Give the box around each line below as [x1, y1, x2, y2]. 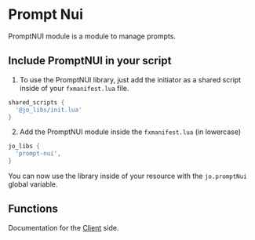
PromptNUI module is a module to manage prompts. [8, 31, 177, 41]
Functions [8, 202, 59, 216]
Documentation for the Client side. [8, 223, 119, 232]
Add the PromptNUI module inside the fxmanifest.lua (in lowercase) [19, 127, 242, 136]
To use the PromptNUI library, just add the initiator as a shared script [19, 75, 242, 84]
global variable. [8, 180, 58, 189]
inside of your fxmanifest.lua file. [19, 83, 129, 93]
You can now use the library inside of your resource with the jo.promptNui [8, 171, 247, 180]
